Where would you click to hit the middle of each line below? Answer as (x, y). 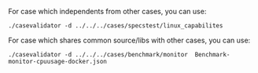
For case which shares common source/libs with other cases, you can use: (129, 40)
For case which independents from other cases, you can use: (107, 11)
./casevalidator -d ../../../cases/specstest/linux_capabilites (116, 26)
